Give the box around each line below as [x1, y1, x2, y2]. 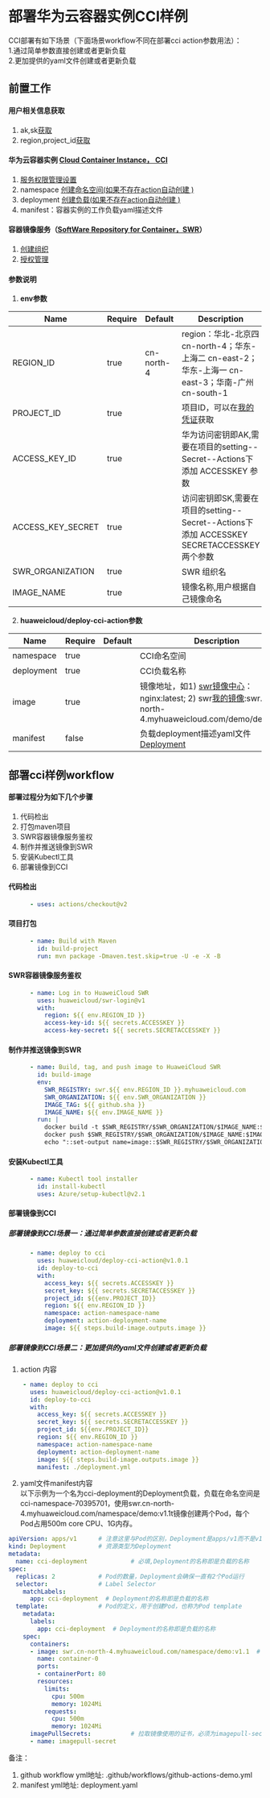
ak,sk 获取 [19, 125, 52, 135]
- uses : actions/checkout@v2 [29, 900, 128, 908]
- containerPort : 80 [37, 1670, 106, 1678]
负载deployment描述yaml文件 [139, 728, 252, 739]
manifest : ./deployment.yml [37, 1463, 131, 1471]
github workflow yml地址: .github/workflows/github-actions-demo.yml [19, 1770, 253, 1779]
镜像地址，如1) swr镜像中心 [139, 680, 245, 692]
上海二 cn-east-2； [181, 352, 258, 364]
